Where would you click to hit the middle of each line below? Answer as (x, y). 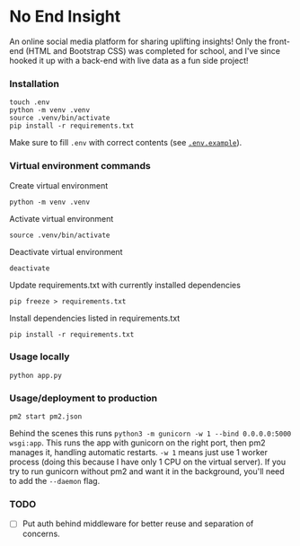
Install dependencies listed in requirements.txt (95, 318)
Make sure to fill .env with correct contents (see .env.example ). (126, 143)
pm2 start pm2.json (46, 417)
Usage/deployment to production (84, 398)
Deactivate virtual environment (66, 251)
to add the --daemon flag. (55, 481)
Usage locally (40, 357)
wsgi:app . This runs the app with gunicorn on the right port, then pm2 (137, 443)
